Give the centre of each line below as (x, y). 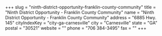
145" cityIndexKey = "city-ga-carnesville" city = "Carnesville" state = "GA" (81, 23)
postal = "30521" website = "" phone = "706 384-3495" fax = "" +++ (76, 28)
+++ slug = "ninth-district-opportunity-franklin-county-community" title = (81, 7)
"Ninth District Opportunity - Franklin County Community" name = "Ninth (80, 12)
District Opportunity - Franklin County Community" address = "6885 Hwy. (81, 18)
